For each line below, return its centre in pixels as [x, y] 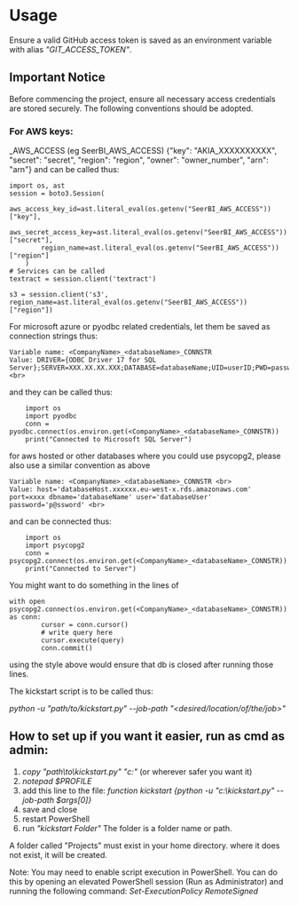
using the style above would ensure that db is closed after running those [141, 665]
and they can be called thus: [61, 393]
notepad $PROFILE [57, 781]
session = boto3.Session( [57, 194]
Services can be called [61, 272]
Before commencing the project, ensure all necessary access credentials [143, 99]
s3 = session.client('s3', [59, 295]
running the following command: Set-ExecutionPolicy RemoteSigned [134, 891]
